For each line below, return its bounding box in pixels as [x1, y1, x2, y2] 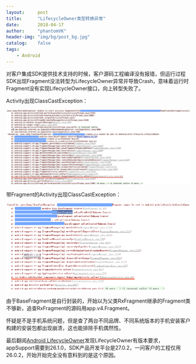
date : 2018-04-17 [6, 22, 64, 28]
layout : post [6, 9, 49, 15]
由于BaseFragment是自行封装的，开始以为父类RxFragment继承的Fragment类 [6, 297, 191, 304]
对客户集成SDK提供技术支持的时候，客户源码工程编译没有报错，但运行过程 [6, 70, 186, 77]
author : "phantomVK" [6, 28, 67, 34]
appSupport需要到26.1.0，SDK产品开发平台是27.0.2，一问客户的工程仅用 [6, 344, 181, 351]
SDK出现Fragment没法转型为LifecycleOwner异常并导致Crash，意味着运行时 [6, 77, 189, 84]
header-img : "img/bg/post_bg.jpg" [6, 34, 91, 40]
